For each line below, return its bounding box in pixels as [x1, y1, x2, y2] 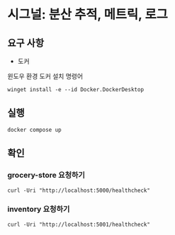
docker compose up [7, 126, 62, 133]
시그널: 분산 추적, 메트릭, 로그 [7, 6, 168, 23]
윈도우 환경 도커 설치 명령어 [7, 72, 84, 80]
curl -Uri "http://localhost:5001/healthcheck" [7, 221, 151, 228]
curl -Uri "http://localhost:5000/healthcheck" [7, 187, 151, 194]
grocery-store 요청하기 [7, 171, 85, 180]
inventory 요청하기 [7, 205, 70, 214]
